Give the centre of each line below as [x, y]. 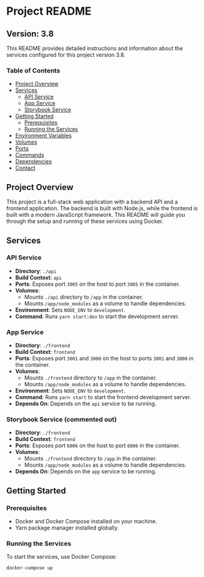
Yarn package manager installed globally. [67, 528]
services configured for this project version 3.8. [66, 55]
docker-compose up [30, 568]
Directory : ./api [36, 271]
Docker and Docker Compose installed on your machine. [86, 522]
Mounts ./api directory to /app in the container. [84, 297]
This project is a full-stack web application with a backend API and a [92, 202]
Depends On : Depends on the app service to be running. [86, 472]
